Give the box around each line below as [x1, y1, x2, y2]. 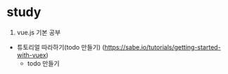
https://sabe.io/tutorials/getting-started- [104, 43, 221, 51]
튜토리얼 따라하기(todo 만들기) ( [16, 43, 105, 51]
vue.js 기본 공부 [16, 28, 61, 36]
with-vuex [16, 50, 46, 59]
